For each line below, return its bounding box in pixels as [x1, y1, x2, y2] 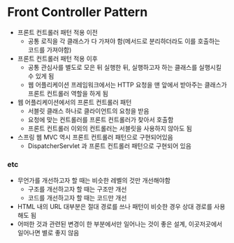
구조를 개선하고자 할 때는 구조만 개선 [27, 185, 127, 193]
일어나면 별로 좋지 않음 [17, 228, 80, 237]
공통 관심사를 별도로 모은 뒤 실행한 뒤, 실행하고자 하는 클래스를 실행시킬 [27, 63, 222, 71]
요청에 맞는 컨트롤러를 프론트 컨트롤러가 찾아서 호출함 [27, 115, 174, 124]
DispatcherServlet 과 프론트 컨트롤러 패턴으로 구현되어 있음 [27, 141, 192, 150]
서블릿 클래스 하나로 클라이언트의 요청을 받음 [27, 106, 149, 115]
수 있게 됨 [27, 71, 54, 80]
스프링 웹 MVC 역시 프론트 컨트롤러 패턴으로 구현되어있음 [17, 133, 173, 141]
